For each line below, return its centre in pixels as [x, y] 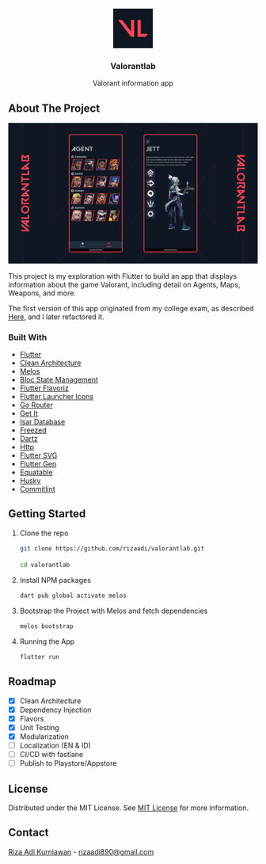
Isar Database [42, 421]
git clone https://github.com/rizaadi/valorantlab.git [112, 548]
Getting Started [47, 514]
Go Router [36, 405]
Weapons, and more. [42, 293]
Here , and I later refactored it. [56, 317]
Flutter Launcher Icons [56, 396]
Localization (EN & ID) [55, 746]
